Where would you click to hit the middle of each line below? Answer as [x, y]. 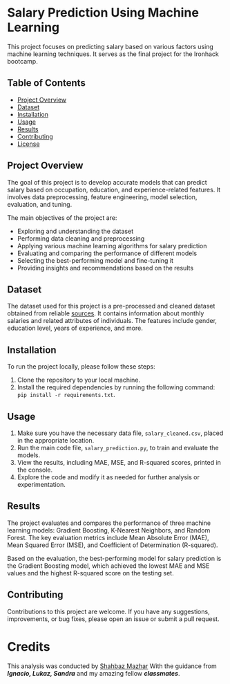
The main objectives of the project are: [62, 218]
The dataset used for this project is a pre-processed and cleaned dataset [111, 306]
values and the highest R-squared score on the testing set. [90, 573]
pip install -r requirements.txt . [66, 395]
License [28, 144]
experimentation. [41, 484]
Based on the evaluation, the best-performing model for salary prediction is [114, 558]
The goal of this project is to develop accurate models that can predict [107, 182]
